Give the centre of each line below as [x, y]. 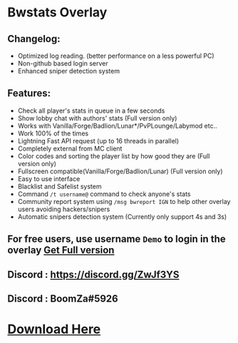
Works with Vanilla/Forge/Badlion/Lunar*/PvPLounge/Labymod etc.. [117, 126]
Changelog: [34, 39]
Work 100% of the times [53, 133]
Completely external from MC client [70, 148]
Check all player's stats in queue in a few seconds [91, 111]
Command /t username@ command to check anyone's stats [104, 194]
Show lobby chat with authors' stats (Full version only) [97, 118]
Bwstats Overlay [57, 12]
